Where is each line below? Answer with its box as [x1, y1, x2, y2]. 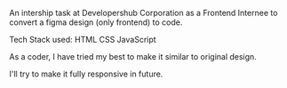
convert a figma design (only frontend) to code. [9, 17, 183, 28]
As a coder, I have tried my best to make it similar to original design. [9, 52, 258, 61]
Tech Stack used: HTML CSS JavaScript [9, 35, 157, 44]
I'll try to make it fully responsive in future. [9, 68, 163, 79]
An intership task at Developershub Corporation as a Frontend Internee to [9, 8, 278, 18]
